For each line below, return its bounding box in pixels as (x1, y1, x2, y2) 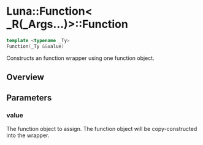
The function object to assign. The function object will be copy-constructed (6, 125, 197, 132)
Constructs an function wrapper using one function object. (6, 54, 155, 62)
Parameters (6, 93, 52, 103)
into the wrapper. (6, 132, 50, 139)
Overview (6, 72, 45, 83)
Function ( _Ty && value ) (6, 43, 64, 50)
